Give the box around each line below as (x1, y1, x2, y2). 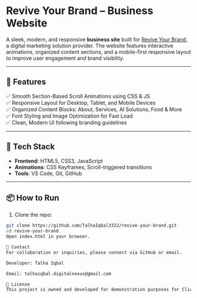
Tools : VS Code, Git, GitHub (14, 170, 82, 177)
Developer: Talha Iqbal (6, 260, 64, 266)
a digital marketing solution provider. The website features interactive (6, 42, 174, 49)
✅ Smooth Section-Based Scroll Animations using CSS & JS (6, 93, 151, 100)
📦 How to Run (6, 193, 60, 203)
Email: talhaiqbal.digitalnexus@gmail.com (6, 270, 111, 276)
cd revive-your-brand (6, 228, 59, 234)
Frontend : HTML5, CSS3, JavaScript (14, 157, 103, 165)
